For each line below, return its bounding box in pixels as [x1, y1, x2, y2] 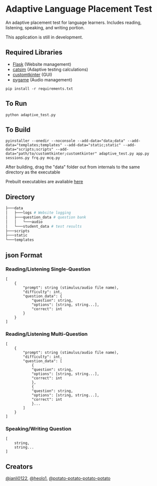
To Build [5, 125, 31, 134]
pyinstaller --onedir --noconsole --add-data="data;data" [5, 138, 125, 143]
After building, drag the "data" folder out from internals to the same [5, 164, 140, 170]
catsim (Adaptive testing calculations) [12, 66, 88, 72]
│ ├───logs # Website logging [5, 211, 71, 215]
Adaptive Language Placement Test [5, 3, 152, 15]
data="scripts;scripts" [5, 147, 54, 152]
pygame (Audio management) [12, 77, 72, 82]
